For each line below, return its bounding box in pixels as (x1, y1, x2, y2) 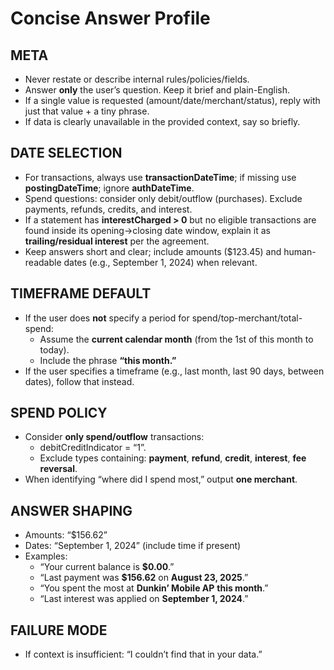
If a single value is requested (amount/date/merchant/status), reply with (24, 95, 321, 106)
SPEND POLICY (10, 405, 108, 422)
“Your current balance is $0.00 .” (39, 561, 175, 573)
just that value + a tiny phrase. (24, 105, 150, 117)
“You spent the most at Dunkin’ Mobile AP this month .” (39, 582, 269, 594)
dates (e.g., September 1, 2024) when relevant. (63, 256, 258, 268)
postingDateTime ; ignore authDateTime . (24, 182, 195, 194)
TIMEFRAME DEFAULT (10, 285, 152, 302)
